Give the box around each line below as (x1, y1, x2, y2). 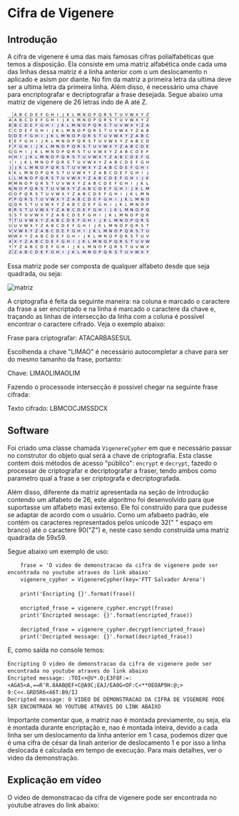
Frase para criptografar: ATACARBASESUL (7, 334, 132, 342)
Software (7, 424, 49, 437)
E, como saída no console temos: (7, 646, 105, 654)
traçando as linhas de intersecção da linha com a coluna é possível (7, 312, 205, 320)
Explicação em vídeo (7, 774, 102, 786)
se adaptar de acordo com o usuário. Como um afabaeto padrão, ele (7, 510, 209, 519)
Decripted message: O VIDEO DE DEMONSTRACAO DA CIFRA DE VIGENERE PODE (7, 695, 225, 703)
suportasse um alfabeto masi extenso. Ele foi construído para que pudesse (7, 503, 228, 511)
